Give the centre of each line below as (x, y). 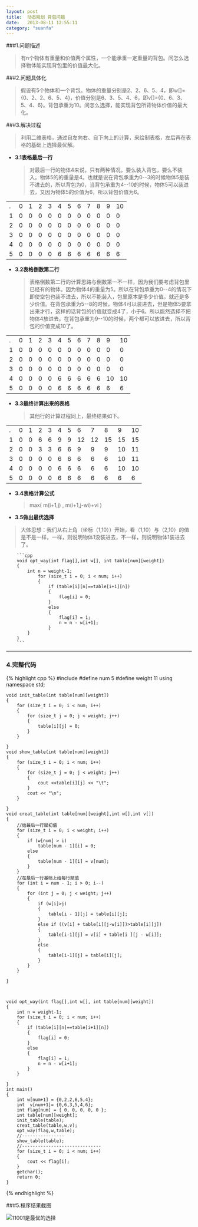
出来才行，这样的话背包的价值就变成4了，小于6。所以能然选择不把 (110, 311)
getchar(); (30, 1172)
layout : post (22, 11)
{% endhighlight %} (30, 1193)
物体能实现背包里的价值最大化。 (65, 65)
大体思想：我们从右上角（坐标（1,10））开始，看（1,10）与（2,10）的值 (105, 530)
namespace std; (26, 684)
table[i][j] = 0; (59, 726)
